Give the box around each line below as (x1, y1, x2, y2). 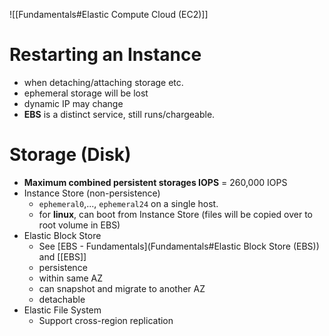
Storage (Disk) (9, 144, 132, 166)
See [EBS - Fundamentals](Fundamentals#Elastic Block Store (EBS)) (38, 240, 320, 252)
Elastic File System (23, 304, 102, 316)
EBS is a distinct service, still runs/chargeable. (23, 108, 216, 120)
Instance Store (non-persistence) (23, 187, 161, 199)
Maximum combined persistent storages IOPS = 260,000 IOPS (23, 176, 288, 188)
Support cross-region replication (38, 314, 174, 326)
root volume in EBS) (38, 219, 121, 231)
